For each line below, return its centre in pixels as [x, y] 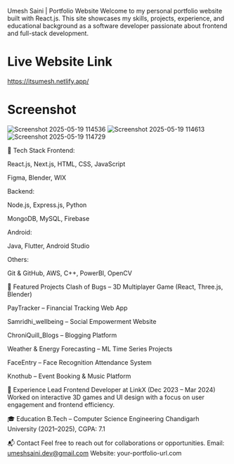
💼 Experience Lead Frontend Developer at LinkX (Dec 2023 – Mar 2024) [111, 389]
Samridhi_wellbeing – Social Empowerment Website [82, 321]
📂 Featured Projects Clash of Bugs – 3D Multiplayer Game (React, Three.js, [115, 287]
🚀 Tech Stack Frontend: [41, 150]
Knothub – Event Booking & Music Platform [69, 376]
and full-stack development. [48, 33]
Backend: [21, 191]
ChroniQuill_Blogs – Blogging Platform [62, 335]
